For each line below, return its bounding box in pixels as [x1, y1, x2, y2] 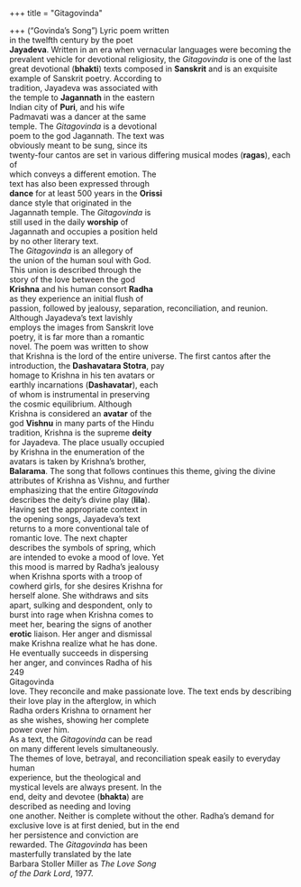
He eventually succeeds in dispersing [9, 648, 149, 658]
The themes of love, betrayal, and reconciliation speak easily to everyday [9, 753, 281, 764]
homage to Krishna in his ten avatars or [9, 370, 155, 380]
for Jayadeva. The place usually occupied [9, 437, 165, 447]
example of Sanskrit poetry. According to [9, 73, 162, 84]
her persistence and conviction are [9, 829, 139, 840]
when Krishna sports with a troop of [9, 572, 142, 581]
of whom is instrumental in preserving [9, 389, 150, 399]
